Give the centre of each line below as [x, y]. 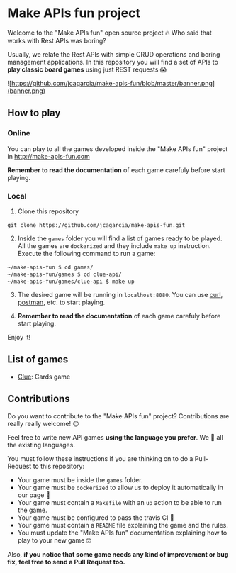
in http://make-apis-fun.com [49, 156]
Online [19, 133]
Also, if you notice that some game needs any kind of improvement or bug [118, 554]
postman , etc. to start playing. [61, 302]
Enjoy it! [19, 337]
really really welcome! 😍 [43, 423]
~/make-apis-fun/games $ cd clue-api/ [64, 274]
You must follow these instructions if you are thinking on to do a [100, 458]
